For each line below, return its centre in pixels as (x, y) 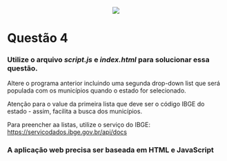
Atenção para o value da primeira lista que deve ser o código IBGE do (106, 104)
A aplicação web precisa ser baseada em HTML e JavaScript (110, 150)
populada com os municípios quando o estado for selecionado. (97, 91)
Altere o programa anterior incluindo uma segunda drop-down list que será (114, 84)
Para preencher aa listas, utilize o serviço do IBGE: (79, 125)
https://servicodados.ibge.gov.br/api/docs (67, 132)
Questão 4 (38, 38)
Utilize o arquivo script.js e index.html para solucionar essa (108, 60)
